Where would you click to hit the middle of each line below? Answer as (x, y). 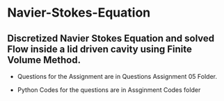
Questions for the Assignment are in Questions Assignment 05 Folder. (117, 76)
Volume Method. (44, 60)
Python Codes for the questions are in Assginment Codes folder (109, 90)
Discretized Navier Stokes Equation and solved (111, 38)
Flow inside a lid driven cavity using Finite (100, 49)
